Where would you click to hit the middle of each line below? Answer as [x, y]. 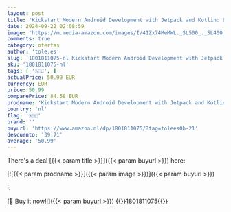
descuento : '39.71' [35, 134]
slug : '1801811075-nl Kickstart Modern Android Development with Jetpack [115, 58]
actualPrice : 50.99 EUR [41, 77]
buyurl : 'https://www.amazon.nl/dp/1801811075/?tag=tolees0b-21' [102, 128]
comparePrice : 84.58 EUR [43, 97]
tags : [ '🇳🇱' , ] [32, 71]
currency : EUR [27, 84]
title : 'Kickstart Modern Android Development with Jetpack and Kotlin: [113, 20]
